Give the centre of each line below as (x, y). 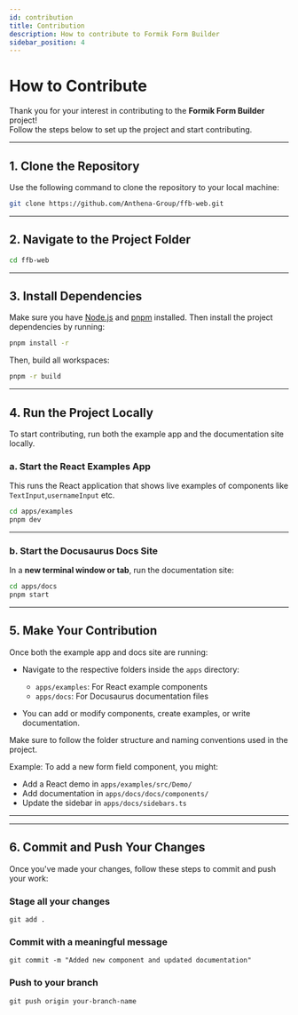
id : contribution (41, 17)
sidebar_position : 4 (47, 42)
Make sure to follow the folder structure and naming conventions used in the (149, 739)
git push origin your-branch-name (73, 1001)
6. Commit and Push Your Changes (107, 847)
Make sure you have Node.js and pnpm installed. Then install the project (141, 317)
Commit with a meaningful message (89, 941)
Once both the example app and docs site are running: (109, 652)
